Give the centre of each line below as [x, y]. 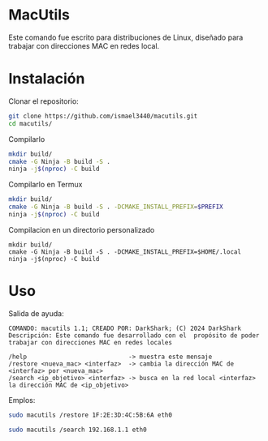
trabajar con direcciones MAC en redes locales [91, 342]
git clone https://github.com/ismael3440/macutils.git [103, 116]
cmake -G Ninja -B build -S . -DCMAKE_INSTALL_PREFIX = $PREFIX [116, 207]
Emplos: [22, 400]
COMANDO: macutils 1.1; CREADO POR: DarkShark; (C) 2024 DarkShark [125, 328]
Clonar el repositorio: [43, 101]
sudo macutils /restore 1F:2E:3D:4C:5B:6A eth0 [91, 415]
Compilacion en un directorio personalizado [82, 229]
